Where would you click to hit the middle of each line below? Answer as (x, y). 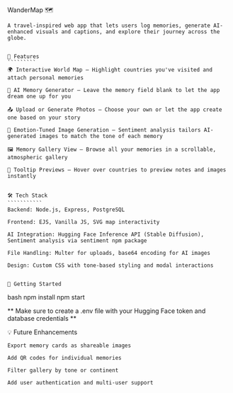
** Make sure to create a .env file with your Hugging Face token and (107, 311)
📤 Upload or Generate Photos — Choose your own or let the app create (115, 110)
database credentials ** (42, 318)
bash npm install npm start (46, 297)
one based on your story (44, 118)
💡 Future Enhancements (42, 332)
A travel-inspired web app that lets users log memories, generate (109, 25)
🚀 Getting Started (34, 284)
